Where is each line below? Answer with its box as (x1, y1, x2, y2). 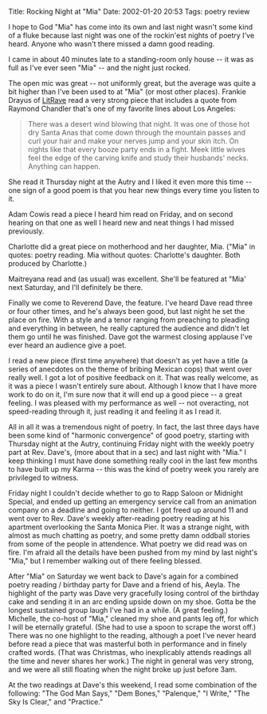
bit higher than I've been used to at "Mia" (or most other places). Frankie (8, 87, 247, 96)
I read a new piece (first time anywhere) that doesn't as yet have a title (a (8, 356, 249, 365)
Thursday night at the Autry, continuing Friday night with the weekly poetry (8, 439, 255, 449)
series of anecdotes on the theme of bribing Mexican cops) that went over (8, 364, 253, 374)
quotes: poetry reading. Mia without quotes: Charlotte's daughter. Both (8, 250, 241, 260)
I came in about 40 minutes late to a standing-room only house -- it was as (8, 55, 254, 64)
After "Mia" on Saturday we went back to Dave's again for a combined (8, 571, 239, 581)
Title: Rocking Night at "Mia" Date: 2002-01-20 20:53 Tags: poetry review (8, 7, 250, 16)
